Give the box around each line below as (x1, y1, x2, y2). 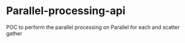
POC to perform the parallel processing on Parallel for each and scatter (6, 24, 180, 31)
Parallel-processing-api (6, 4, 126, 18)
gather (6, 29, 23, 37)
